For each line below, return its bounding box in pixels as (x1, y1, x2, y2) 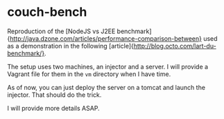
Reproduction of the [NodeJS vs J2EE (7, 27, 116, 35)
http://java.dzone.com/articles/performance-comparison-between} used (9, 34, 218, 42)
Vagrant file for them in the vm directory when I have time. (7, 70, 171, 78)
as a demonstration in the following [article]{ (7, 42, 134, 50)
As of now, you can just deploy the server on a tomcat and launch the (7, 83, 206, 91)
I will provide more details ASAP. (7, 104, 100, 112)
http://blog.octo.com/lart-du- (133, 42, 216, 50)
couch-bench (7, 4, 87, 20)
